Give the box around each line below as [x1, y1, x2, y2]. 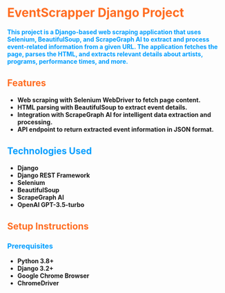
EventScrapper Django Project [7, 5, 184, 21]
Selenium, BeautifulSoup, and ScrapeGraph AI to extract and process [7, 35, 210, 43]
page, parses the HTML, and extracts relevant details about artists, [7, 50, 204, 58]
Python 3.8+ [17, 257, 54, 265]
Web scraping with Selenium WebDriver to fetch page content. [17, 96, 202, 104]
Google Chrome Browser [17, 272, 90, 280]
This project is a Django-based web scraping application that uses [7, 28, 202, 36]
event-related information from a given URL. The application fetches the [7, 42, 218, 51]
